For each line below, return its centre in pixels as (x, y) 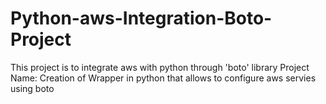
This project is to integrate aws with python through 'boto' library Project (160, 67)
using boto (32, 88)
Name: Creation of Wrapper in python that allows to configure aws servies (163, 78)
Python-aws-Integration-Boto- (141, 18)
